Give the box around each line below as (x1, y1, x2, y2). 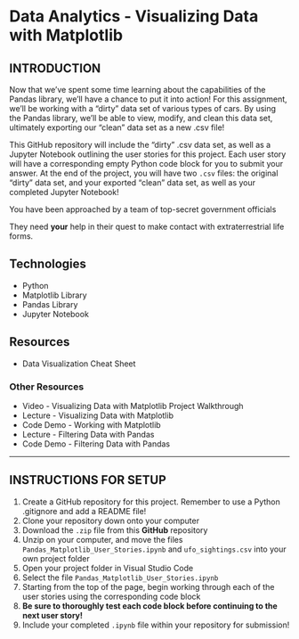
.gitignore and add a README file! (21, 505, 147, 516)
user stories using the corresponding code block (21, 591, 201, 602)
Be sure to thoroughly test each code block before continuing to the (21, 600, 278, 611)
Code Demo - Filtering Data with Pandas (21, 438, 171, 449)
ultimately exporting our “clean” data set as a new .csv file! (9, 122, 225, 133)
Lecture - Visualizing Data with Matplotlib (21, 410, 174, 421)
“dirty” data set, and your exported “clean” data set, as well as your (9, 177, 256, 188)
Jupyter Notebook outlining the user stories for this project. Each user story (9, 149, 287, 160)
